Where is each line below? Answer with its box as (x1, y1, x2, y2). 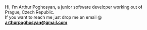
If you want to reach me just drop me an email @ (5, 15, 102, 20)
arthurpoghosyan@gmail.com (5, 19, 67, 25)
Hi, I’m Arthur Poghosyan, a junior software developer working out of (5, 4, 143, 10)
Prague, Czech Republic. (5, 9, 55, 15)
